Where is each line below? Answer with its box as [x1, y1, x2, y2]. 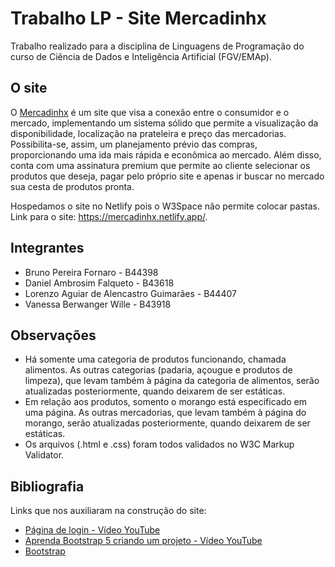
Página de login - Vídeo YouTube [24, 524, 161, 536]
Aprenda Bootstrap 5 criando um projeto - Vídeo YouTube [24, 535, 263, 547]
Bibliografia [10, 478, 85, 495]
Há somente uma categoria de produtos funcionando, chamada [24, 353, 287, 366]
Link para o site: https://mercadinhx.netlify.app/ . [10, 210, 208, 222]
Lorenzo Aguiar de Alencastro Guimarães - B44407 [24, 287, 237, 299]
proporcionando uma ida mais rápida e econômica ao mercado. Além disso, [10, 148, 322, 161]
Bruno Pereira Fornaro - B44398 [24, 266, 159, 278]
